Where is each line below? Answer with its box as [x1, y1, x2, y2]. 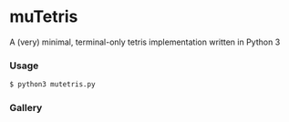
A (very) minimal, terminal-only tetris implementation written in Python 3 [9, 36, 281, 47]
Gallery [9, 102, 43, 115]
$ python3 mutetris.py [9, 80, 96, 89]
